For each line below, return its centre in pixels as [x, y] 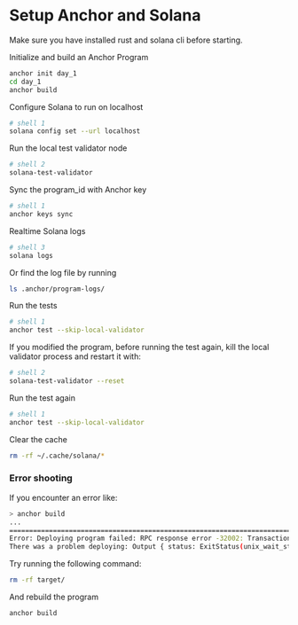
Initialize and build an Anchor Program [79, 57]
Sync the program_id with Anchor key [78, 190]
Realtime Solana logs [47, 230]
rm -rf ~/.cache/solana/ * [57, 456]
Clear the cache [39, 439]
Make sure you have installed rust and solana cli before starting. [126, 40]
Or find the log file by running [63, 272]
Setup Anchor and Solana [105, 16]
